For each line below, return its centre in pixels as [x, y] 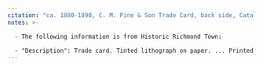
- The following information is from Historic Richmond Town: [118, 36]
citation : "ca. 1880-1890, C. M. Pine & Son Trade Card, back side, [122, 15]
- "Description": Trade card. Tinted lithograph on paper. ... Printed [134, 50]
